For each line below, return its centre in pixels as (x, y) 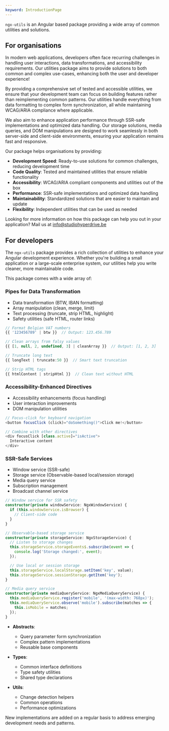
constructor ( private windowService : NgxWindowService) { (66, 505)
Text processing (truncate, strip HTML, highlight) (63, 313)
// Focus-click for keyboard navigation (48, 418)
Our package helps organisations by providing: (54, 151)
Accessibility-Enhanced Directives (49, 387)
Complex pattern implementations (55, 642)
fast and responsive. (26, 141)
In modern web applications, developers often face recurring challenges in (82, 58)
